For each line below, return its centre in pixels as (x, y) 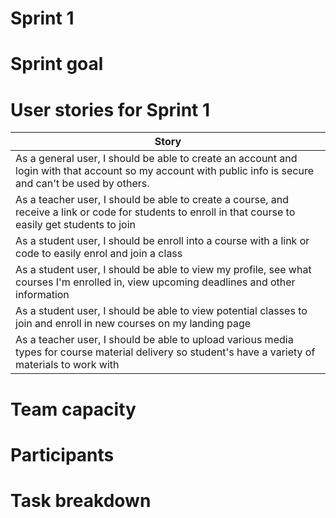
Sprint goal (57, 64)
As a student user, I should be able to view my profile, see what (163, 270)
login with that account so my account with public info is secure (165, 171)
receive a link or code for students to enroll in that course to (155, 212)
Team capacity (73, 409)
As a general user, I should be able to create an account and (156, 159)
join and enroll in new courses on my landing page (133, 324)
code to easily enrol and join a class (99, 254)
